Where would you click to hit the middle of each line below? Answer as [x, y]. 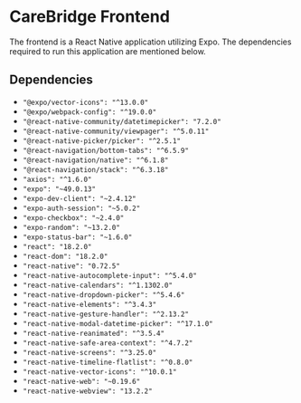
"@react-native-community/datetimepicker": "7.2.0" [122, 121]
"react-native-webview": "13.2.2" [87, 391]
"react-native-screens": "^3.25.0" [89, 352]
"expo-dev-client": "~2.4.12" [80, 198]
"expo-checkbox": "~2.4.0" [73, 218]
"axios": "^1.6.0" [57, 179]
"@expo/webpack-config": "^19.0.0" [89, 112]
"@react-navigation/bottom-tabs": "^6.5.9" [106, 150]
